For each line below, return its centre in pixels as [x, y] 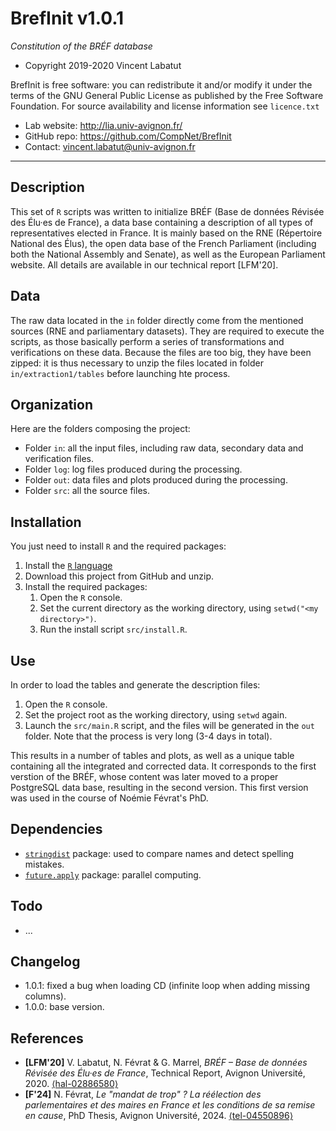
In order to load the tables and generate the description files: [135, 685]
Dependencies [56, 829]
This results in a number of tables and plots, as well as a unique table [152, 755]
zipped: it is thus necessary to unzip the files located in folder [137, 363]
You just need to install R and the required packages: [118, 546]
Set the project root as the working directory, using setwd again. [156, 715]
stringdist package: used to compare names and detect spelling [159, 853]
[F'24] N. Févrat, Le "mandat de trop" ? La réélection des [143, 1094]
